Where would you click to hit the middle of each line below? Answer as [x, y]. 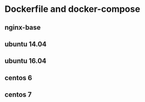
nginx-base [23, 27]
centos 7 [18, 95]
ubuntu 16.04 [26, 61]
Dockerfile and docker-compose [72, 9]
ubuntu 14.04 [26, 44]
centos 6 [18, 78]
